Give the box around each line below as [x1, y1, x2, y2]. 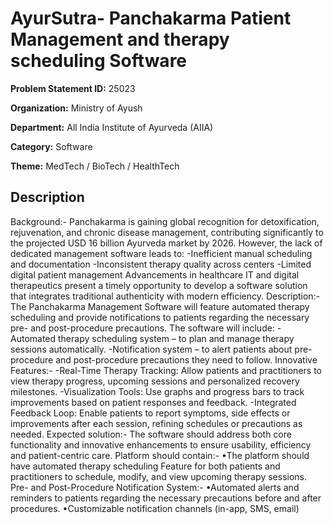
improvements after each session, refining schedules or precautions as [10, 417, 303, 429]
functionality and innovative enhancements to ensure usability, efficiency [10, 438, 312, 451]
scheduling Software [10, 50, 188, 72]
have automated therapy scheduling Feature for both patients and [10, 460, 281, 472]
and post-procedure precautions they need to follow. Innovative [55, 353, 318, 366]
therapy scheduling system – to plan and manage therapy [58, 332, 295, 344]
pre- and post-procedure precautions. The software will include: [10, 322, 275, 334]
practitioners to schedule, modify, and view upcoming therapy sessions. [10, 470, 308, 482]
